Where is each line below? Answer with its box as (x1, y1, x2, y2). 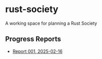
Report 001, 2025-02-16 (12, 48, 63, 54)
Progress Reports (5, 35, 61, 43)
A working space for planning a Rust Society (5, 20, 97, 26)
